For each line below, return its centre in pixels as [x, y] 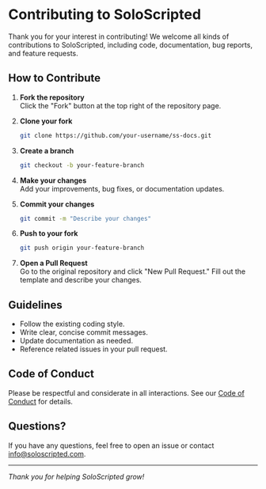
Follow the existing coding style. [72, 324]
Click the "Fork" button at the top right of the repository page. [120, 105]
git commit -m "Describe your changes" [85, 218]
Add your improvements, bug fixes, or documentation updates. [122, 188]
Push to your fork [49, 233]
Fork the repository [52, 97]
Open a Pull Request [54, 263]
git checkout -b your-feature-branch [82, 165]
